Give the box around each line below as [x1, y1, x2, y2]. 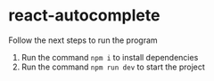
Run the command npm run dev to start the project [21, 61, 206, 72]
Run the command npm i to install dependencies [21, 52, 199, 62]
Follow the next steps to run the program [8, 35, 158, 45]
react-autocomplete [8, 5, 160, 26]
